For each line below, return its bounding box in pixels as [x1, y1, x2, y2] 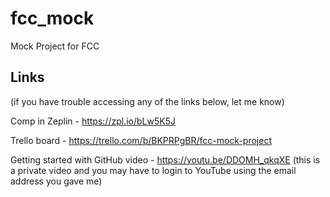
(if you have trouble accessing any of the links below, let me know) [10, 95, 285, 107]
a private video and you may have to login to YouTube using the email [10, 164, 297, 176]
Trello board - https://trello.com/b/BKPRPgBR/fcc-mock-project [10, 134, 272, 146]
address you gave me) [10, 175, 103, 187]
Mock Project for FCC [10, 40, 100, 52]
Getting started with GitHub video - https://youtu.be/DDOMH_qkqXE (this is [10, 153, 321, 166]
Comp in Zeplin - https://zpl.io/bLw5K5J [10, 115, 176, 127]
